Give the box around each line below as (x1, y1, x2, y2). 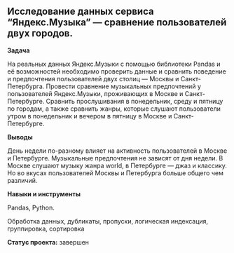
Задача (7, 46, 30, 55)
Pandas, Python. (7, 203, 55, 212)
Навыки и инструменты (7, 189, 81, 198)
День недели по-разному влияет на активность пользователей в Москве (7, 146, 228, 155)
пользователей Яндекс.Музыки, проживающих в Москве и (7, 89, 184, 97)
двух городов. (7, 27, 74, 39)
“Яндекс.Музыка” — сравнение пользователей (7, 17, 227, 29)
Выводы (7, 132, 33, 141)
